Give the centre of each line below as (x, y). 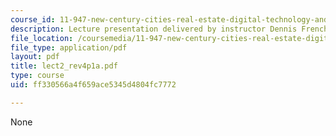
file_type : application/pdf (69, 47)
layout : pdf (35, 57)
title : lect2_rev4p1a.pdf (64, 66)
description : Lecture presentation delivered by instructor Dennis (154, 29)
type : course (37, 76)
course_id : (33, 19)
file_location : (42, 38)
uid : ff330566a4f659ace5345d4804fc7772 (93, 85)
